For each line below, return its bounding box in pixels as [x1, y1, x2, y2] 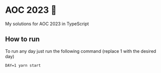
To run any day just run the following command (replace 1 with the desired [5, 48, 157, 54]
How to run [5, 35, 40, 43]
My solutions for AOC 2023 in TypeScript [5, 21, 89, 27]
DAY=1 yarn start [5, 63, 41, 68]
